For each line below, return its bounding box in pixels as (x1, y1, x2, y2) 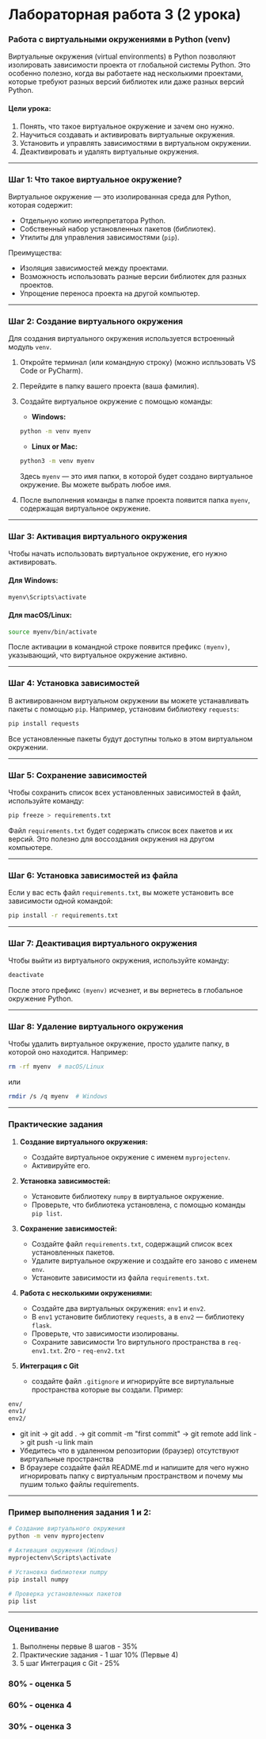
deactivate (8, 971, 44, 979)
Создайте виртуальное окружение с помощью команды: (19, 396, 213, 406)
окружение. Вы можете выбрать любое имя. (19, 480, 172, 489)
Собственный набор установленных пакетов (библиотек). (19, 224, 216, 233)
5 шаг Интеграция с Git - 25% (19, 1658, 120, 1668)
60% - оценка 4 (8, 1699, 72, 1710)
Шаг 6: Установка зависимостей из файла (8, 870, 178, 881)
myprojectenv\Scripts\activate (8, 1554, 112, 1562)
